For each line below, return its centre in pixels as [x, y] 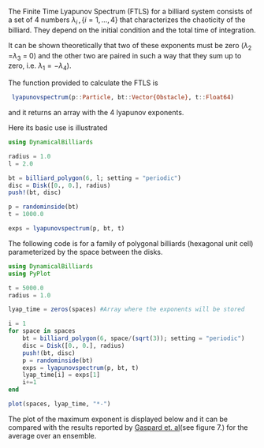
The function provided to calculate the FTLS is [84, 83]
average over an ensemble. [52, 435]
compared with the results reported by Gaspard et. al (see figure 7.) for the [128, 427]
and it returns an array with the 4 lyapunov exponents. [96, 113]
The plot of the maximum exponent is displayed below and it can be [118, 419]
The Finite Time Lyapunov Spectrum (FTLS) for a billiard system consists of [130, 11]
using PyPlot [30, 274]
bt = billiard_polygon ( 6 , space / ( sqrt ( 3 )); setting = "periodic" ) [134, 338]
